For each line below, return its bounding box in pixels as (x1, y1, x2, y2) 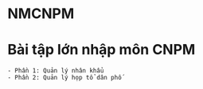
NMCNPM (7, 5, 75, 23)
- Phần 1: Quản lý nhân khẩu (7, 67, 104, 75)
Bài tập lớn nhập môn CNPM (7, 41, 196, 59)
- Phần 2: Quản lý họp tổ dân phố (7, 74, 123, 82)
